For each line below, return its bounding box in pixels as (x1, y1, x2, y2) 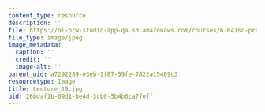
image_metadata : (8, 41, 62, 49)
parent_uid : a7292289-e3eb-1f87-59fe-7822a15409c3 (8, 70, 178, 78)
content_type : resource (8, 11, 87, 20)
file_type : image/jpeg (8, 33, 83, 42)
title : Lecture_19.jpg (8, 84, 83, 93)
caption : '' (15, 48, 55, 56)
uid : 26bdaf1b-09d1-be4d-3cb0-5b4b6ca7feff (8, 92, 154, 100)
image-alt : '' (15, 63, 62, 71)
